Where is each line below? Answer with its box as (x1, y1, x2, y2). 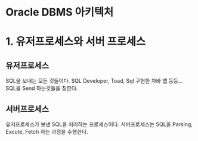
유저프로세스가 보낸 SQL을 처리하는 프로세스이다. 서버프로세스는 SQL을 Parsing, (5, 121, 193, 128)
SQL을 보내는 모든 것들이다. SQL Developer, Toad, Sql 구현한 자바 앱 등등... (5, 77, 183, 84)
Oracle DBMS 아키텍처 (5, 5, 114, 19)
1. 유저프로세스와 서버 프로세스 (5, 35, 146, 48)
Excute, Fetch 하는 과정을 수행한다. (5, 129, 88, 135)
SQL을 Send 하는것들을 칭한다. (5, 84, 78, 92)
